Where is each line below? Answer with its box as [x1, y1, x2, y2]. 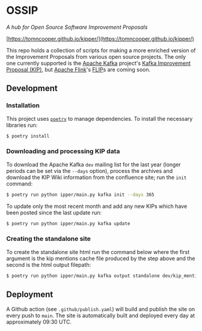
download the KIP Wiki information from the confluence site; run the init [6, 174, 187, 181]
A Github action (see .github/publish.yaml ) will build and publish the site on [6, 305, 195, 312]
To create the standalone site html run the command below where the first [6, 248, 190, 255]
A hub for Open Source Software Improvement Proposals [6, 23, 148, 31]
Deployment [6, 290, 54, 300]
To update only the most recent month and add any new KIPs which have [6, 202, 188, 210]
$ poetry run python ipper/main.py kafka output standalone [6, 273, 161, 279]
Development [6, 84, 58, 94]
